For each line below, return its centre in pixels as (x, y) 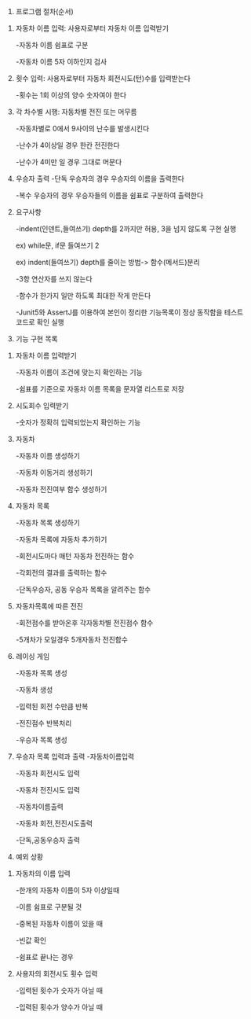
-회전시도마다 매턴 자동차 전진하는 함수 (75, 556)
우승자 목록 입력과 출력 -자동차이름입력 (75, 756)
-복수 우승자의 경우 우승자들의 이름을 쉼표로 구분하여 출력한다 (109, 195)
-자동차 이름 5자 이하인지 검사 (61, 62)
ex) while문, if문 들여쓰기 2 (57, 245)
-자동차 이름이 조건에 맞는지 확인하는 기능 (79, 372)
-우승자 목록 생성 (42, 740)
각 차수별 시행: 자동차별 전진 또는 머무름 (76, 112)
